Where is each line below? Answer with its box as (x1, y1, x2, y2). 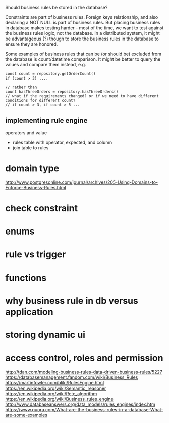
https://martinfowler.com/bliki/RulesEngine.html (5, 379, 104, 386)
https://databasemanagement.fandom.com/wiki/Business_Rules (5, 374, 138, 380)
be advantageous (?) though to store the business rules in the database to (5, 35, 159, 42)
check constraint (5, 202, 78, 214)
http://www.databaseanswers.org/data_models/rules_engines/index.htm (5, 401, 155, 407)
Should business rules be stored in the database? (5, 5, 108, 10)
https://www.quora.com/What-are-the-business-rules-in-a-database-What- (5, 406, 163, 412)
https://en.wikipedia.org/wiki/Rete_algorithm (5, 390, 97, 397)
